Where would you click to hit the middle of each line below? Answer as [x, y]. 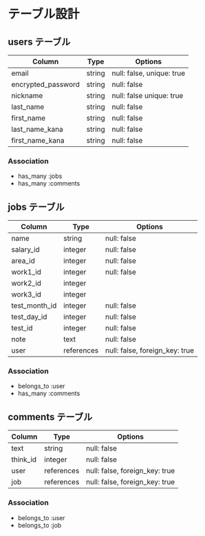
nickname [27, 96]
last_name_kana [37, 129]
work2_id [26, 284]
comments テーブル [50, 417]
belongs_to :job [40, 525]
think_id [24, 459]
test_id [22, 328]
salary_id [25, 250]
